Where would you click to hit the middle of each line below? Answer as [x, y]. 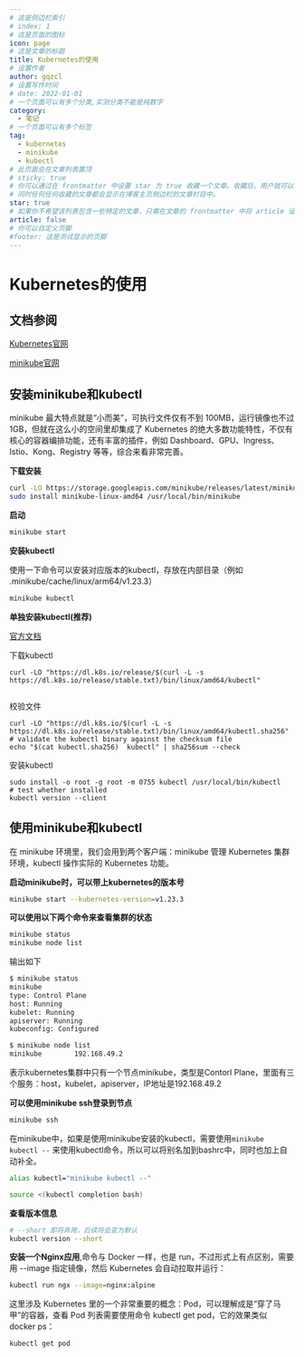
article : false [38, 220]
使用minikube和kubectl [76, 828]
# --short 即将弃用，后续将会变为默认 [74, 1230]
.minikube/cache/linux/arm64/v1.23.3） [83, 581]
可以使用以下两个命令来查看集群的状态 [81, 917]
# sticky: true [38, 177]
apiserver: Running [46, 1021]
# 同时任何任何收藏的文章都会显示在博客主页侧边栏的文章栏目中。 [114, 195]
